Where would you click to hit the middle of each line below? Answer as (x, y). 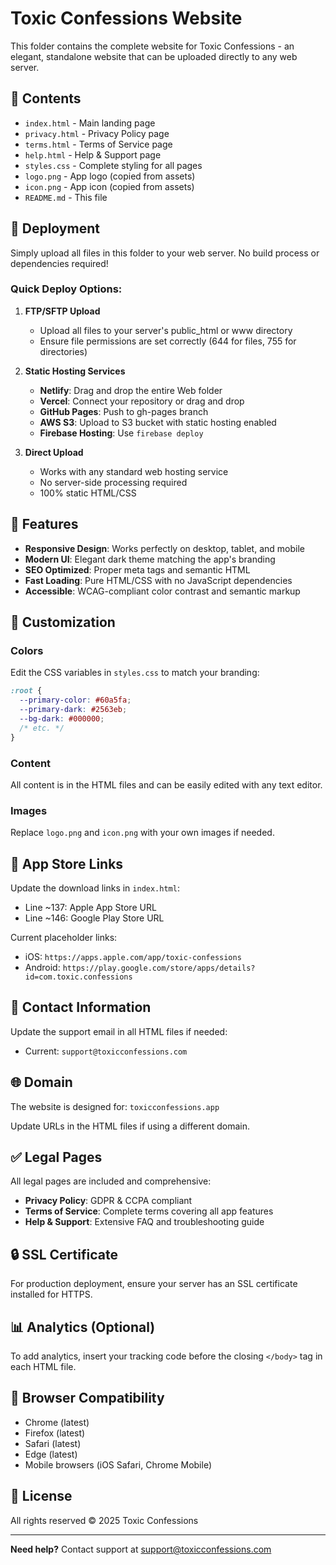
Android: (42, 968)
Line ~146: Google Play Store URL (94, 918)
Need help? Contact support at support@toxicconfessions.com (141, 1549)
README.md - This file (66, 197)
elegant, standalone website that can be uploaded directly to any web (154, 56)
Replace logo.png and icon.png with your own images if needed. (142, 833)
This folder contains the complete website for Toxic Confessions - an (152, 46)
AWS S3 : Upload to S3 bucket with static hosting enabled (158, 422)
